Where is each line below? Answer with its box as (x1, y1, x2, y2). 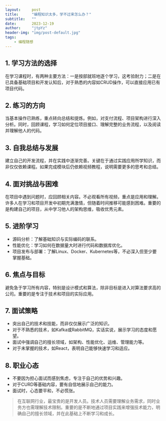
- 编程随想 (14, 40, 34, 45)
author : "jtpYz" (5, 26, 48, 31)
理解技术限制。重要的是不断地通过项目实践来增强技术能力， (34, 404, 156, 411)
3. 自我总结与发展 (5, 143, 58, 152)
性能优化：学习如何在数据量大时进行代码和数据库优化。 (12, 242, 125, 248)
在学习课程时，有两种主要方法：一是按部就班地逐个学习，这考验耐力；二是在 (5, 73, 161, 79)
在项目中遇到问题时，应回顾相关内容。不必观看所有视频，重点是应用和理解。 (5, 194, 161, 199)
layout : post (5, 7, 41, 12)
